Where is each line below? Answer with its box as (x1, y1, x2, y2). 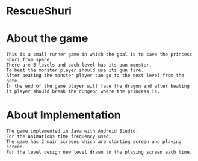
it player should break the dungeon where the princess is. (6, 88, 161, 94)
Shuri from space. (6, 57, 52, 63)
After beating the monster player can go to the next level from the (6, 73, 185, 79)
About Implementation (6, 108, 122, 122)
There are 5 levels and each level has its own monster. (6, 62, 152, 68)
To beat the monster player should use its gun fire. (6, 67, 144, 73)
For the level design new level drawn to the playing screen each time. (6, 149, 193, 156)
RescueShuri (6, 4, 72, 18)
